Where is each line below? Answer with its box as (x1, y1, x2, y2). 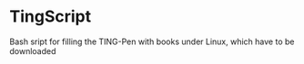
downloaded (9, 45, 56, 56)
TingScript (9, 6, 92, 27)
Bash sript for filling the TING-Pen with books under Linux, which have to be (9, 36, 295, 47)
